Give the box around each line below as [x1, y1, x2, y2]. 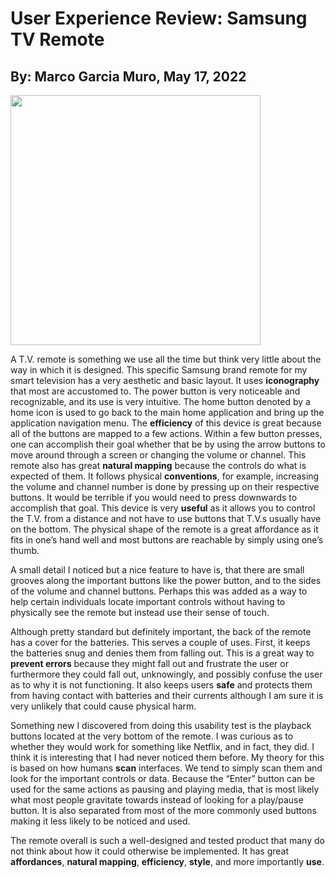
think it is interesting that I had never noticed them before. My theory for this [10, 752, 325, 763]
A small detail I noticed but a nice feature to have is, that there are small [10, 564, 305, 576]
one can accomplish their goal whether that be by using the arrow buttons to [10, 438, 326, 450]
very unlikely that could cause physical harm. [10, 700, 197, 712]
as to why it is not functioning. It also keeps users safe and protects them [10, 679, 313, 691]
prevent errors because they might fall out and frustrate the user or [10, 658, 289, 669]
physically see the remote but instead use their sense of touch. [10, 607, 270, 618]
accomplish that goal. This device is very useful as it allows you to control [10, 502, 316, 514]
